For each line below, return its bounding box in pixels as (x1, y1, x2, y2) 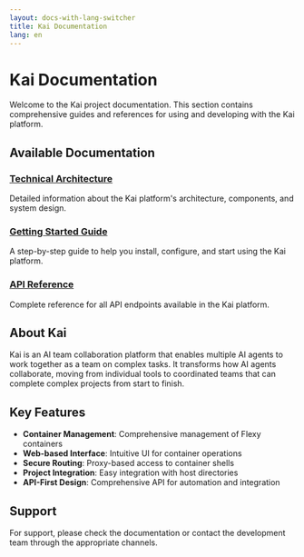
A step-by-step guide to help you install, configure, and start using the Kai (9, 246, 287, 257)
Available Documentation (9, 144, 156, 160)
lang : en (9, 30, 43, 39)
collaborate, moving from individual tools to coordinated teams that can (9, 369, 277, 380)
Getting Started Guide (9, 224, 108, 237)
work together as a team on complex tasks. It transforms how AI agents (9, 359, 277, 370)
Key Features (9, 404, 86, 420)
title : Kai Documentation (9, 22, 107, 31)
